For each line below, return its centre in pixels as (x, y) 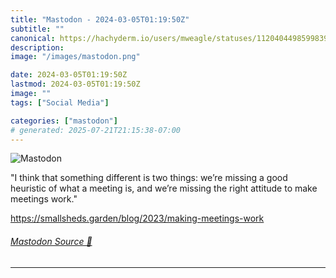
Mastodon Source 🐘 (51, 241)
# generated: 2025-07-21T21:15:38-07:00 (96, 130)
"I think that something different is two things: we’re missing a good (149, 178)
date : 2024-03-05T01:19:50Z (69, 75)
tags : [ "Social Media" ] (60, 102)
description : (37, 47)
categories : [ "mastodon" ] (64, 121)
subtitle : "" (37, 29)
